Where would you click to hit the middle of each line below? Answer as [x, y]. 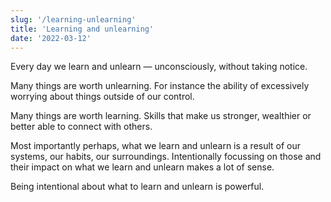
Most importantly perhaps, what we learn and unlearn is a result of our [156, 146]
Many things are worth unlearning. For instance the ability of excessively [160, 86]
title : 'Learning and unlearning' [82, 29]
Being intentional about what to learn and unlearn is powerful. [137, 187]
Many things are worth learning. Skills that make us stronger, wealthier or [161, 116]
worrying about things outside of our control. [102, 97]
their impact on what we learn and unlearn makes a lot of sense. [142, 167]
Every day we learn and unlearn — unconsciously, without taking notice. [159, 67]
